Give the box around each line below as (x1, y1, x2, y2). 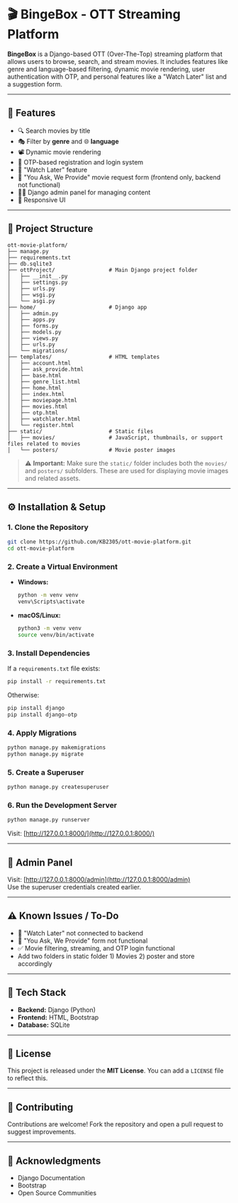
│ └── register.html (7, 421, 74, 428)
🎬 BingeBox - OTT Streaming (7, 6, 181, 23)
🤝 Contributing (7, 1101, 74, 1113)
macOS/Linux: (17, 611, 62, 620)
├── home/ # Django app (7, 304, 147, 311)
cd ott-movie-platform (7, 545, 74, 553)
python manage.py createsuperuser (7, 784, 110, 791)
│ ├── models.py (7, 328, 62, 336)
